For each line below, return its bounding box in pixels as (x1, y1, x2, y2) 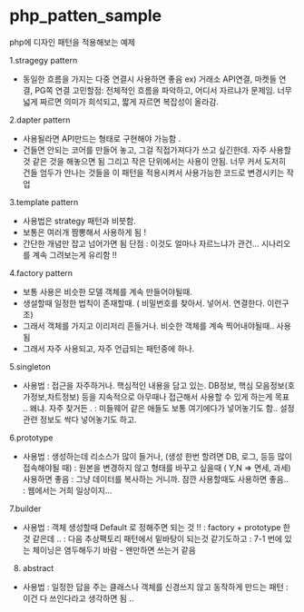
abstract (22, 562, 54, 573)
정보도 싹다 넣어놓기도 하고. (39, 414, 137, 425)
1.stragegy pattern (9, 54, 78, 65)
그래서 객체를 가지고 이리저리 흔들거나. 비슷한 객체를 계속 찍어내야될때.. (22, 320, 275, 331)
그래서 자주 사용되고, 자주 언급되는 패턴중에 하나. (22, 342, 195, 354)
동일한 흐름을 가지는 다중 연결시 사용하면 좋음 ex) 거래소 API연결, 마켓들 (22, 74, 277, 84)
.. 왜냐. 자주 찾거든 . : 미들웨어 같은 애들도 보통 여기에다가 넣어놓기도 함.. (22, 402, 279, 413)
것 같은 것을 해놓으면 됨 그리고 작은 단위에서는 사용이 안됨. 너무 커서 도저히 (22, 155, 287, 166)
